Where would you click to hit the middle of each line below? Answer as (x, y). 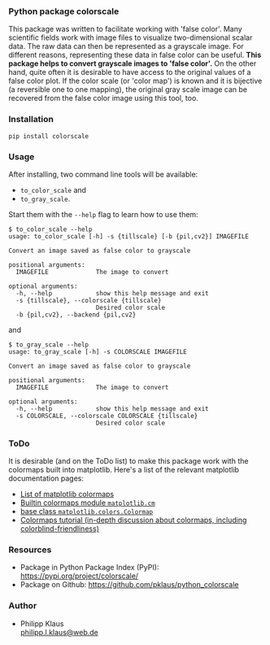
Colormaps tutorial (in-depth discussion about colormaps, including (133, 520)
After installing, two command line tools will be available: (103, 174)
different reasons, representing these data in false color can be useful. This (135, 55)
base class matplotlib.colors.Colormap (86, 512)
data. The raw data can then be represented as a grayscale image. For (126, 46)
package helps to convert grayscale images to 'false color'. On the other (133, 63)
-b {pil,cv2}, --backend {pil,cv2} (76, 315)
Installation (31, 120)
